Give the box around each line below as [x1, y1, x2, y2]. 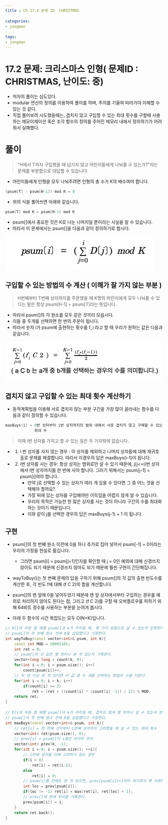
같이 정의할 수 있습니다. [21, 412, 67, 418]
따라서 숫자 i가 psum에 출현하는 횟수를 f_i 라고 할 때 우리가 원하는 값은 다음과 [12, 324, 163, 330]
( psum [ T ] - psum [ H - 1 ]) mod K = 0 [5, 189, 75, 194]
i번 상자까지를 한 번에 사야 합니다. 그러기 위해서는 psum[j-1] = [29, 467, 150, 473]
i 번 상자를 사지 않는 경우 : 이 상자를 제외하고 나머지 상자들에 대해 [19, 448, 146, 454]
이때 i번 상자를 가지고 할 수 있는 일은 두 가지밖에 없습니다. [17, 438, 129, 444]
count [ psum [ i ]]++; [23, 668, 61, 673]
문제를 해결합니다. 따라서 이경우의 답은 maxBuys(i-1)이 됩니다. [29, 455, 151, 461]
